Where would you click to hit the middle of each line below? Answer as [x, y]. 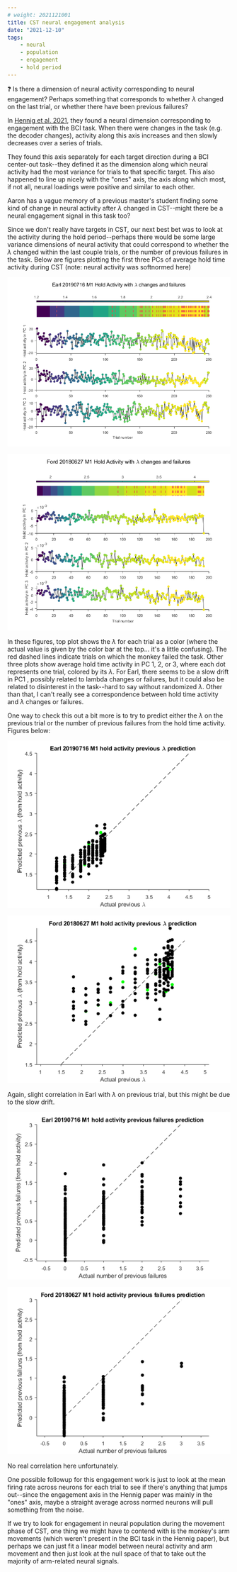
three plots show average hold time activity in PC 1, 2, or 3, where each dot [117, 664]
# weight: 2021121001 [39, 15]
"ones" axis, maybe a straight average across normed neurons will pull [110, 1503]
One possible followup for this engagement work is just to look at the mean [117, 1480]
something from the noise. [46, 1510]
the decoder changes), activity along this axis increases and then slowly [112, 135]
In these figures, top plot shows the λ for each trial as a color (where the [113, 642]
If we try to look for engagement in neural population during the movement [116, 1524]
